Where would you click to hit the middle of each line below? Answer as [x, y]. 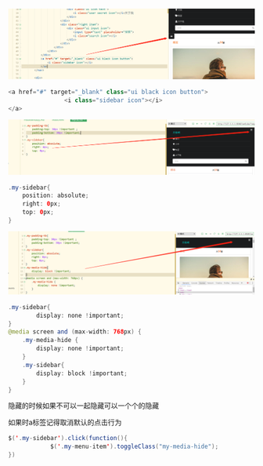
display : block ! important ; [82, 373]
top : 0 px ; [38, 213]
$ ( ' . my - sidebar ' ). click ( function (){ [68, 439]
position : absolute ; [56, 196]
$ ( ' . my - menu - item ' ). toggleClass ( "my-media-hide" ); [134, 447]
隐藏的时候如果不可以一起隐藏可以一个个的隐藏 [83, 406]
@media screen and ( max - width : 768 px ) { [75, 332]
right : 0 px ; [41, 204]
